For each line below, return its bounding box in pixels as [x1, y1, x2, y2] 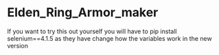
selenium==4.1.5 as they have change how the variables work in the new [7, 34, 212, 42]
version [7, 41, 29, 50]
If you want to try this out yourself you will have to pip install [7, 27, 177, 35]
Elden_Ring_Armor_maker [7, 5, 159, 20]
